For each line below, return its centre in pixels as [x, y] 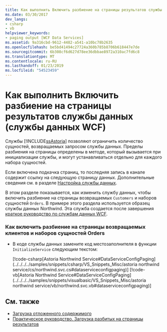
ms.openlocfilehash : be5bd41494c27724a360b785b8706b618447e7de [72, 47]
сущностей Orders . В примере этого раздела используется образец [77, 203]
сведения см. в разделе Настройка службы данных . [61, 183]
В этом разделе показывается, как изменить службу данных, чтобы [78, 192]
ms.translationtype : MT [30, 56]
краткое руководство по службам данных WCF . [56, 214]
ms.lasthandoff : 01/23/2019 [34, 66]
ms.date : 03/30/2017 [27, 15]
